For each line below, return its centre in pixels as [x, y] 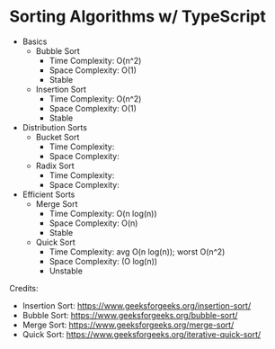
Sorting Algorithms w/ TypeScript [138, 17]
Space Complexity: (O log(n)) [103, 261]
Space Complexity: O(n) [93, 223]
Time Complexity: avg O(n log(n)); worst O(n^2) [137, 251]
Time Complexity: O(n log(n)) [103, 213]
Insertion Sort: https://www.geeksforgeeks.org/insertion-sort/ [137, 305]
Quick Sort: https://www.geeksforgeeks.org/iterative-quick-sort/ [142, 334]
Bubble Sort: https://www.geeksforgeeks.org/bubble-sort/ [130, 315]
